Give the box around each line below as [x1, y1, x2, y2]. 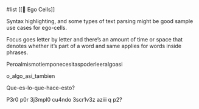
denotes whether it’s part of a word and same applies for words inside [6, 43, 181, 49]
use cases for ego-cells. [6, 24, 67, 31]
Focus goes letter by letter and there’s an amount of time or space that [6, 36, 183, 43]
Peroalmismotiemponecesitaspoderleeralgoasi [6, 61, 123, 68]
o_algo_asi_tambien [6, 72, 55, 79]
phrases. [6, 49, 29, 56]
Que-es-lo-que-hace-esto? [6, 84, 75, 91]
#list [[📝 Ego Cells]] [6, 6, 55, 13]
